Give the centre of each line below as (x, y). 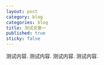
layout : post (22, 11)
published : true (26, 33)
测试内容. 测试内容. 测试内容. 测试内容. (52, 56)
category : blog (25, 17)
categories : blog (27, 22)
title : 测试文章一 (26, 28)
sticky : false (23, 39)
